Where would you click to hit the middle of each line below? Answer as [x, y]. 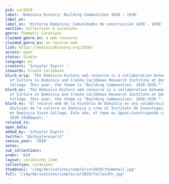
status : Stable [21, 57]
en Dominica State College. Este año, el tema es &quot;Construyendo [84, 113]
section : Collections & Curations [41, 29]
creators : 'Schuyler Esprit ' [37, 66]
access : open [19, 52]
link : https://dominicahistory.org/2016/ [49, 47]
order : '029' [19, 155]
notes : [12, 146]
